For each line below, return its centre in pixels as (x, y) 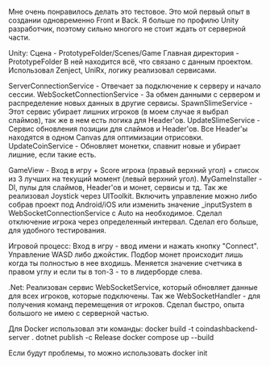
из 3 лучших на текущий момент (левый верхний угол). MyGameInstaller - (135, 179)
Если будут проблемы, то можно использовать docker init (108, 353)
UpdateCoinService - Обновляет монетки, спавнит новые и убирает (125, 146)
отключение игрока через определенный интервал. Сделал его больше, (133, 222)
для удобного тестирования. (58, 230)
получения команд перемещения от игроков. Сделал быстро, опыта (127, 305)
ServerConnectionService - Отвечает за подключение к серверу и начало (135, 86)
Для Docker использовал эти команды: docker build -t (101, 329)
